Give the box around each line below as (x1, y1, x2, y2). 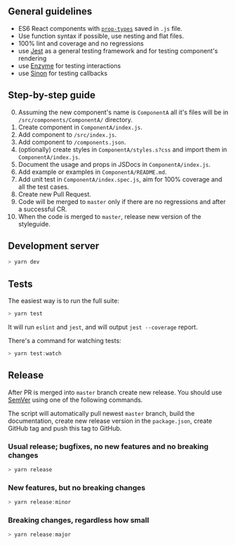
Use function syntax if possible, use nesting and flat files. (18, 32, 184, 40)
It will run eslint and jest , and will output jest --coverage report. (8, 323, 199, 331)
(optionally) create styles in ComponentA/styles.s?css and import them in (18, 145, 227, 154)
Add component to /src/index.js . (18, 130, 117, 139)
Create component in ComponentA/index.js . (18, 123, 143, 131)
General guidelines (8, 6, 93, 18)
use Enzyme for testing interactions (18, 61, 121, 69)
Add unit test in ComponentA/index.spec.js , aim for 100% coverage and (18, 175, 223, 183)
